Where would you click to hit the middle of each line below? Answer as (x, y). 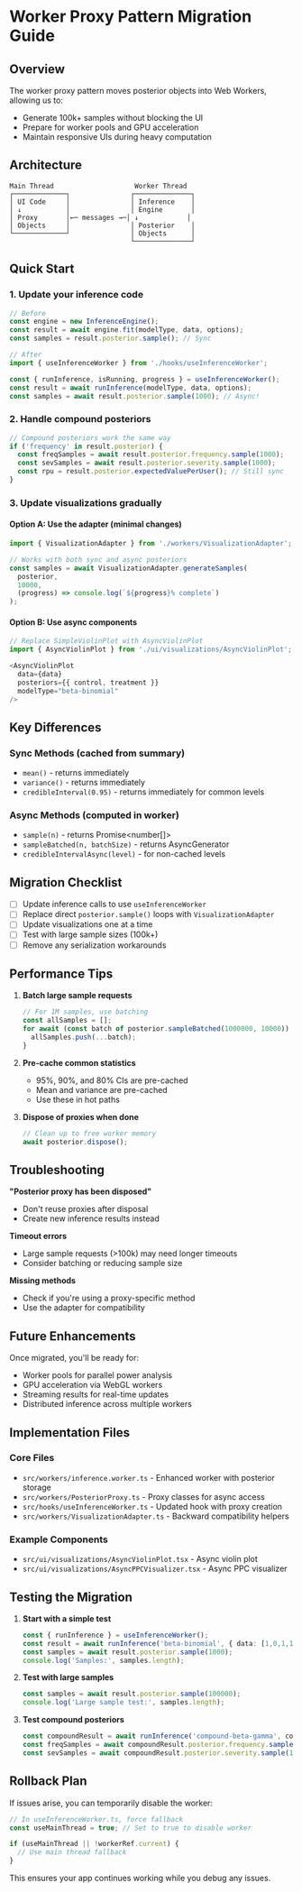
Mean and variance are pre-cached (102, 1089)
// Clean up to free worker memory (89, 1134)
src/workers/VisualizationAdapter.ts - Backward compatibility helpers (156, 1516)
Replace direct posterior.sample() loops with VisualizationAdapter (148, 914)
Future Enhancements (73, 1336)
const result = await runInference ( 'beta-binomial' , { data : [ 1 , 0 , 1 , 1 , (160, 1643)
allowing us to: (36, 100)
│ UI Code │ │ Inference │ (102, 202)
